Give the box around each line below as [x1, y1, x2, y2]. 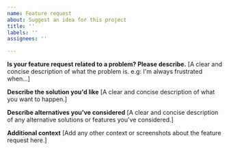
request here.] [7, 136, 47, 144]
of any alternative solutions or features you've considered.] [7, 115, 174, 124]
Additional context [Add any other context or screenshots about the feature [7, 129, 221, 137]
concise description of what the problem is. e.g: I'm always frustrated [7, 68, 203, 76]
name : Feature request [7, 10, 72, 17]
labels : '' [7, 29, 38, 36]
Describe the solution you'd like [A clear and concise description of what [7, 88, 215, 96]
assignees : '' [7, 36, 48, 42]
